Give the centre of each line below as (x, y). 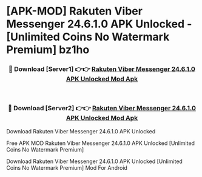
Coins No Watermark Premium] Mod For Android (67, 167)
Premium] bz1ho (48, 50)
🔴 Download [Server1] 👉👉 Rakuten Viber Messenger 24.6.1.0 (102, 69)
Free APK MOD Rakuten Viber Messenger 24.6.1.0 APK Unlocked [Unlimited (101, 143)
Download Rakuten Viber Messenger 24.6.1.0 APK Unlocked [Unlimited (95, 161)
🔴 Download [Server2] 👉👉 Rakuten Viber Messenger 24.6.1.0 (102, 109)
